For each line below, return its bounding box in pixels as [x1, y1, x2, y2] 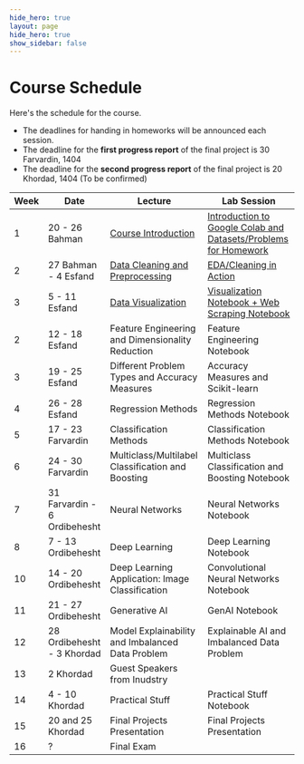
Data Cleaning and [109, 259, 189, 272]
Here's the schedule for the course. [9, 108, 142, 119]
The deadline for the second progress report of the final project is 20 [22, 164, 283, 175]
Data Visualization [109, 296, 187, 309]
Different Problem [109, 360, 185, 372]
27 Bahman [48, 259, 98, 272]
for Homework [207, 244, 269, 256]
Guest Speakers [109, 662, 178, 675]
